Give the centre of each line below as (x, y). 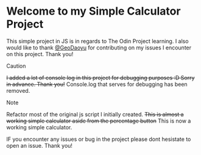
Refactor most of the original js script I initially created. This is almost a (95, 114)
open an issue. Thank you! (40, 145)
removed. (18, 90)
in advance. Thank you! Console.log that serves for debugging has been (97, 84)
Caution (16, 66)
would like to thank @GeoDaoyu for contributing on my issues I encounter (99, 48)
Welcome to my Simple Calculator (93, 11)
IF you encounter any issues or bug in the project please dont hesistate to (99, 139)
